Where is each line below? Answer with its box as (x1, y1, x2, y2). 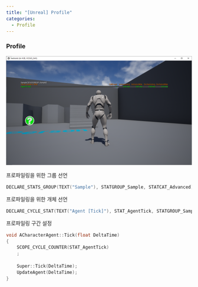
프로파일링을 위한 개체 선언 (6, 195, 68, 203)
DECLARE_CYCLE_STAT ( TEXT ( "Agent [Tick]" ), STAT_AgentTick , (6, 208, 154, 214)
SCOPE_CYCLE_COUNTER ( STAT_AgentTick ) (16, 244, 110, 250)
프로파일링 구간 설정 (6, 219, 52, 227)
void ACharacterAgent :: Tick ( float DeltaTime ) (6, 232, 120, 238)
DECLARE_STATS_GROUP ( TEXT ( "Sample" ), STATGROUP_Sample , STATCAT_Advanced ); (6, 184, 196, 190)
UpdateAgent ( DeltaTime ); (16, 269, 78, 275)
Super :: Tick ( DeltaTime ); (16, 263, 78, 269)
